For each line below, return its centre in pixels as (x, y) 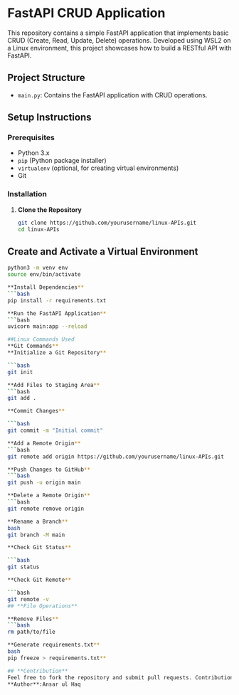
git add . (22, 398)
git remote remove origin (46, 509)
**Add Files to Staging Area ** (54, 385)
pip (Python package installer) (62, 161)
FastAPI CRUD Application (86, 13)
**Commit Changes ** (36, 411)
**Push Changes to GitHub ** (49, 469)
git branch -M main (36, 535)
